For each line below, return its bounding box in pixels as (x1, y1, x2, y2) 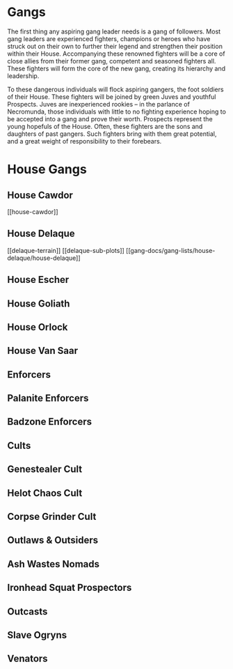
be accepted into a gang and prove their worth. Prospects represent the (7, 114, 214, 123)
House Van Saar (7, 345, 79, 357)
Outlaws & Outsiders (7, 535, 99, 546)
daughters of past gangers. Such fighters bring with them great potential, (7, 130, 217, 138)
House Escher (7, 274, 70, 286)
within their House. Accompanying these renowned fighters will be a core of (7, 49, 225, 58)
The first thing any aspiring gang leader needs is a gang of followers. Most (7, 27, 221, 36)
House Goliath (7, 298, 70, 309)
